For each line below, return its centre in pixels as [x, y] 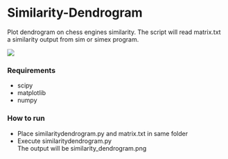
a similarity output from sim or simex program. [73, 39]
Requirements [32, 70]
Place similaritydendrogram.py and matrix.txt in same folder [103, 133]
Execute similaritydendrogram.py [64, 141]
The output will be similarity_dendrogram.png [82, 148]
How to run [26, 118]
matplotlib [32, 93]
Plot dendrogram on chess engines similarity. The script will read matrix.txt [114, 32]
